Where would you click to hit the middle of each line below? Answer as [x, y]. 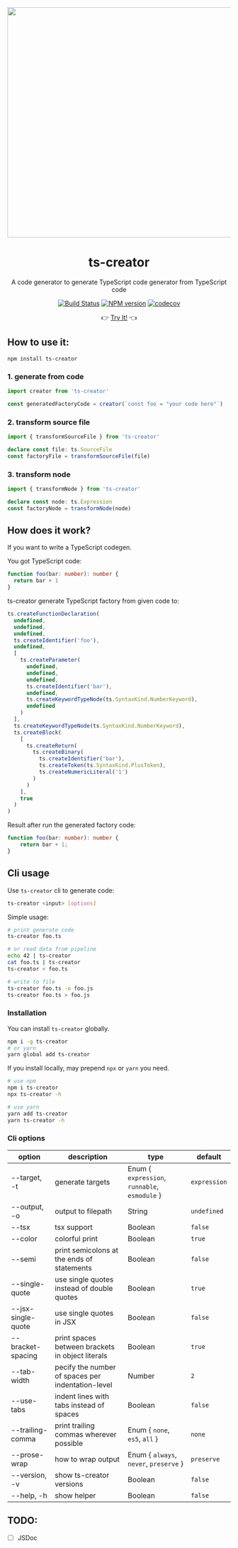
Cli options [26, 1139]
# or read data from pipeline [52, 949]
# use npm [22, 1081]
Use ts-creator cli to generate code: [61, 890]
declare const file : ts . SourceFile [60, 449]
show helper [75, 1496]
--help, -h [29, 1496]
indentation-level [84, 1384]
